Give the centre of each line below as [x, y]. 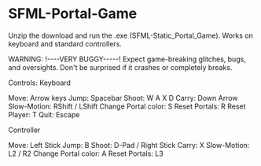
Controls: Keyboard [39, 83]
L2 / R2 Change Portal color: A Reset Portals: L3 [86, 153]
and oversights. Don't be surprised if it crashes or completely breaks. [120, 67]
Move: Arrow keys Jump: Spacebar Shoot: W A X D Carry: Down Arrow [123, 98]
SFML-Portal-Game [73, 14]
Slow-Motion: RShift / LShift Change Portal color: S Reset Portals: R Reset [127, 106]
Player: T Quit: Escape [44, 114]
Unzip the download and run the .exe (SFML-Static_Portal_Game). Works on [130, 35]
